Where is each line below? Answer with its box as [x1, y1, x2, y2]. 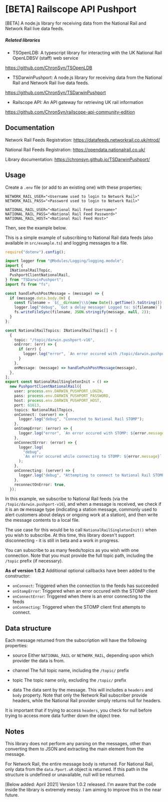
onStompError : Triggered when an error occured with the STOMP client [12, 588, 157, 594]
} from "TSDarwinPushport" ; [5, 277, 64, 282]
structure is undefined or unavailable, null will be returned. [5, 772, 125, 778]
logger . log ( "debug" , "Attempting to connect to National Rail [18, 473, 151, 478]
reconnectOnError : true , [14, 482, 66, 487]
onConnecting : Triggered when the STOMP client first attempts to [12, 604, 146, 610]
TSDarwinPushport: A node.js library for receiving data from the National [12, 74, 162, 80]
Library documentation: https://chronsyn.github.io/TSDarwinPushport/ [5, 156, 150, 162]
